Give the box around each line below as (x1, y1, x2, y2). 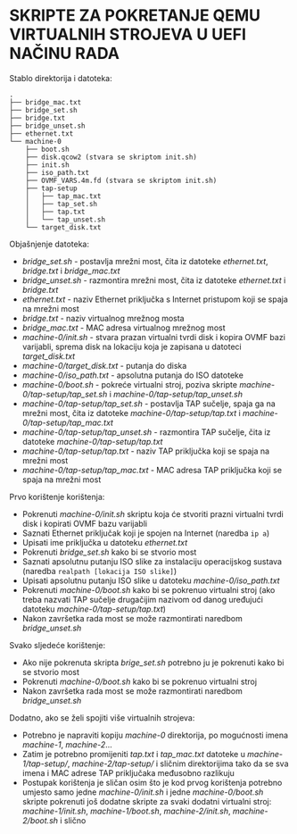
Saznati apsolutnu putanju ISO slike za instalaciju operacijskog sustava (21, 555, 283, 567)
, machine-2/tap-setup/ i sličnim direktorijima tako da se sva (67, 758, 289, 769)
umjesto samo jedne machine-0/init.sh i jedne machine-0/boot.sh (21, 787, 264, 797)
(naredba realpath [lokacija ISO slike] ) (21, 565, 177, 576)
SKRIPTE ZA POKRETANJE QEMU (9, 5, 261, 26)
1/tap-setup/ (21, 758, 69, 769)
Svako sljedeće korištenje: (9, 639, 105, 650)
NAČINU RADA (9, 44, 120, 63)
